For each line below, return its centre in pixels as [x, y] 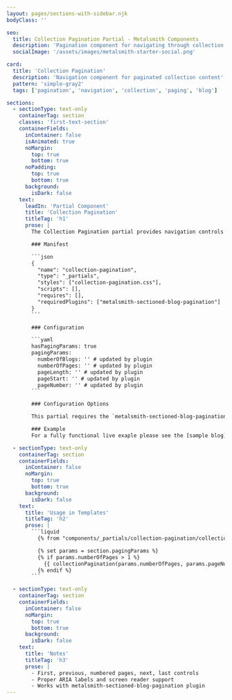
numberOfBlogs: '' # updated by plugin [95, 359]
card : [14, 65]
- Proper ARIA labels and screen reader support [103, 680]
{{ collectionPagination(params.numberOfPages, [114, 564]
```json [42, 257]
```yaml [42, 340]
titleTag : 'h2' [47, 519]
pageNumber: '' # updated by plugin [90, 385]
